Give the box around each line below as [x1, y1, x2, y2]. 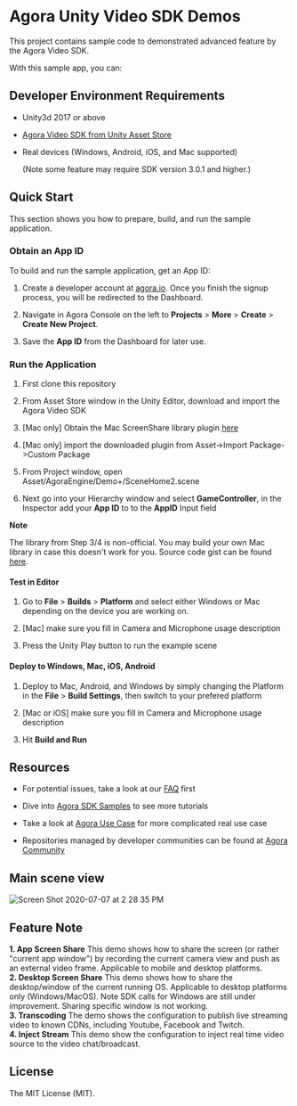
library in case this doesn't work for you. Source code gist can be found [9, 546, 273, 558]
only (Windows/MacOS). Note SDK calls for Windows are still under [9, 991, 256, 1002]
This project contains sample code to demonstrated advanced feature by [9, 36, 277, 46]
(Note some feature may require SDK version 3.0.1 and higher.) [21, 163, 252, 175]
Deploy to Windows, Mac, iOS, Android [9, 660, 156, 671]
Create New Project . [21, 318, 99, 329]
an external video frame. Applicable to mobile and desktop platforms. [9, 963, 263, 973]
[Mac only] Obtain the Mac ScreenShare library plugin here [21, 422, 238, 433]
